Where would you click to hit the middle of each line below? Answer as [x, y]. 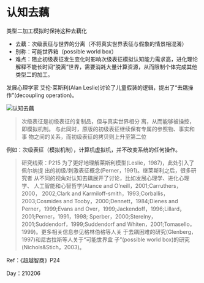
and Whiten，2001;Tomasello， [156, 224]
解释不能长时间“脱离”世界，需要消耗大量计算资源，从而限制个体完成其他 [106, 67]
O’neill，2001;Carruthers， [148, 185]
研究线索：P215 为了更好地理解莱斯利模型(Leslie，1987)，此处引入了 [108, 163]
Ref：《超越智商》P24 [33, 260]
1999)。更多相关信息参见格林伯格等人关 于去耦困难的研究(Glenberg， [109, 231]
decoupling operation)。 [47, 95]
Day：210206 [24, 273]
